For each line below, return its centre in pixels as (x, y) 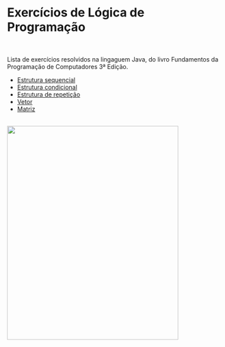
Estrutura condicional (47, 87)
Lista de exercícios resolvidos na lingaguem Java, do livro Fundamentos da (113, 59)
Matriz (26, 109)
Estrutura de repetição (49, 94)
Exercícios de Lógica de (76, 13)
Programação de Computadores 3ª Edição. (68, 66)
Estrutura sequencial (46, 79)
